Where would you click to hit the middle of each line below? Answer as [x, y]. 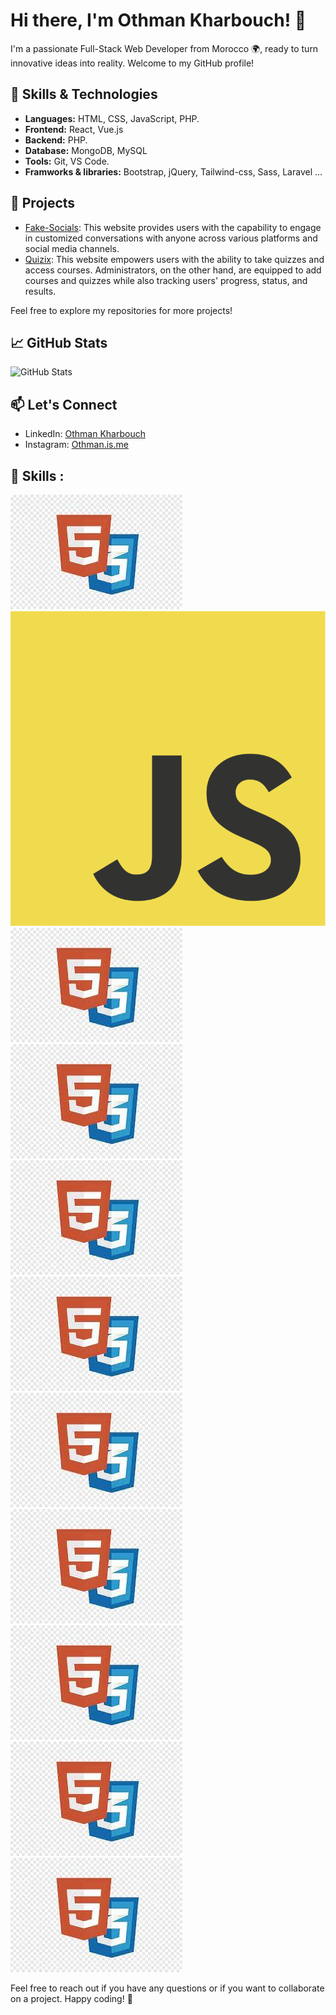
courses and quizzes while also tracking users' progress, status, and [166, 280]
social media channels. [72, 248]
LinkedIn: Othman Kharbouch [85, 434]
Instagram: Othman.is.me [76, 445]
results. [40, 291]
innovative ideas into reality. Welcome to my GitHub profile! [132, 63]
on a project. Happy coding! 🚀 [71, 1998]
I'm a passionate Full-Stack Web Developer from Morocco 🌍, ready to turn [164, 48]
